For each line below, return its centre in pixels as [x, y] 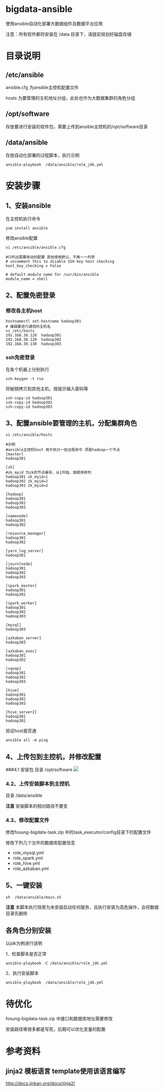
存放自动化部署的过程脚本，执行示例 [43, 155]
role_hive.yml [26, 863]
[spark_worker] [21, 604]
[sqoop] [14, 669]
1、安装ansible [28, 206]
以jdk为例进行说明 [24, 943]
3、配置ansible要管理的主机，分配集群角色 [71, 423]
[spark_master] [21, 586]
